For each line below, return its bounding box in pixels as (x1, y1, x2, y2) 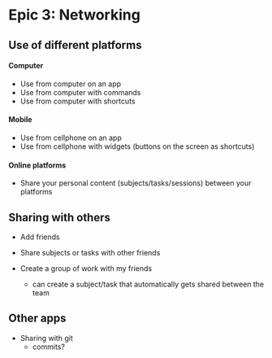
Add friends (19, 232, 60, 242)
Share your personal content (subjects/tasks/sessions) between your (19, 178, 252, 188)
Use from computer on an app (19, 79, 122, 89)
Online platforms (8, 160, 67, 170)
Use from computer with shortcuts (19, 96, 136, 106)
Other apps (8, 312, 67, 325)
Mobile (8, 115, 32, 124)
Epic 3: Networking (8, 6, 140, 24)
